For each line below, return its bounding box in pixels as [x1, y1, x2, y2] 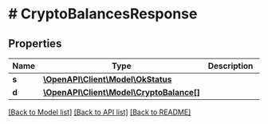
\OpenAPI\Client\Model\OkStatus [42, 74, 172, 85]
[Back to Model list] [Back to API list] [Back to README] [8, 107, 191, 117]
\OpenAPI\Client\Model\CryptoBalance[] [42, 87, 201, 98]
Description [207, 61, 254, 71]
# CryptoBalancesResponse [8, 5, 198, 23]
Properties [8, 37, 62, 50]
